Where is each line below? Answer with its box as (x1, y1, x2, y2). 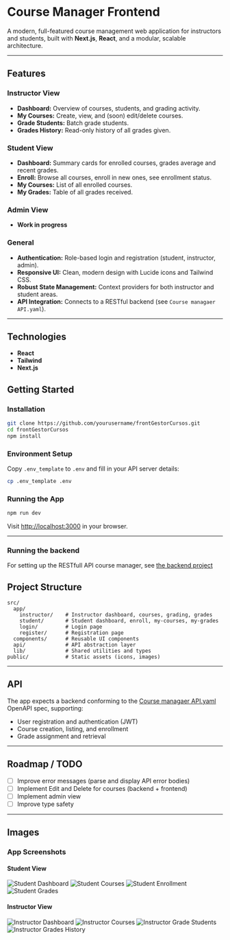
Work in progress (16, 221, 68, 229)
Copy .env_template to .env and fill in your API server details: (7, 465, 179, 473)
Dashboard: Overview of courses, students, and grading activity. (16, 104, 201, 112)
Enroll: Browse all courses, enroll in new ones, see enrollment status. (16, 173, 212, 181)
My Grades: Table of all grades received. (16, 188, 133, 196)
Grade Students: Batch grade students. (16, 118, 129, 127)
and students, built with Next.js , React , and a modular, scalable (7, 34, 186, 42)
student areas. (16, 290, 58, 298)
